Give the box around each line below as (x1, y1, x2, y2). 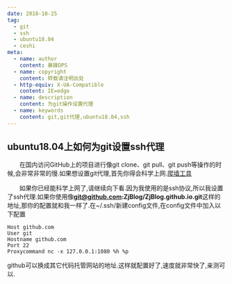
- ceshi (13, 42, 36, 49)
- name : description (13, 94, 73, 101)
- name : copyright (13, 68, 67, 75)
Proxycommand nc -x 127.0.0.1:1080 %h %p (7, 248, 129, 256)
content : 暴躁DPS (19, 62, 68, 69)
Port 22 (7, 242, 30, 249)
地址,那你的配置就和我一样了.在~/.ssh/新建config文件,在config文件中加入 (7, 201, 215, 210)
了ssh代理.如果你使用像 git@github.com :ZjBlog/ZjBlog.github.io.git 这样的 (7, 192, 221, 201)
